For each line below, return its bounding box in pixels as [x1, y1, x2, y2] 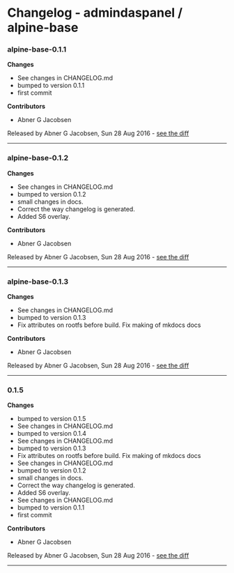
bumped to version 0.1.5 [17, 415, 86, 423]
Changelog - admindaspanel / [7, 5, 183, 21]
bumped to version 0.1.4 [17, 429, 87, 438]
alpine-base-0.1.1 [7, 45, 67, 54]
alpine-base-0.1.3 [7, 277, 69, 286]
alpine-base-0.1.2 [7, 153, 69, 163]
